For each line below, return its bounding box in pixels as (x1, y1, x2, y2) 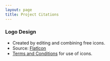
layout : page (5, 7, 32, 12)
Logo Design (5, 28, 36, 35)
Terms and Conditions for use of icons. (12, 50, 93, 56)
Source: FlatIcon (12, 45, 46, 51)
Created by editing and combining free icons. (12, 39, 106, 45)
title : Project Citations (5, 12, 59, 17)
